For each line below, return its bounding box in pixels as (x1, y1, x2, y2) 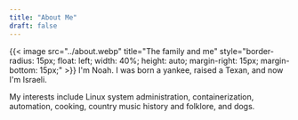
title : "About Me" (9, 12, 77, 22)
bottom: (9, 64, 38, 76)
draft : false (9, 21, 58, 30)
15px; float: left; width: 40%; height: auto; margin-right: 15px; (36, 55, 260, 66)
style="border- (219, 45, 274, 56)
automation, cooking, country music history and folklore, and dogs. (9, 100, 255, 111)
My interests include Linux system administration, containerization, (9, 91, 254, 102)
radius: (9, 55, 35, 66)
